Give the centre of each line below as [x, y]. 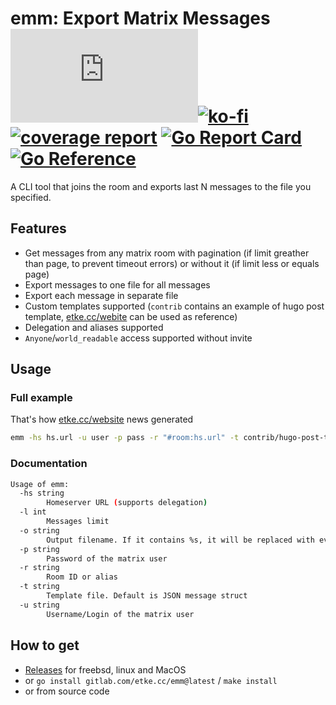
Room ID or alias [82, 577]
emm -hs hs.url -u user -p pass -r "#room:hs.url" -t [125, 438]
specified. [31, 197]
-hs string [42, 493]
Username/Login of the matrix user [120, 614]
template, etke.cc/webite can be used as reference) [131, 316]
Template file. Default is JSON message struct [147, 596]
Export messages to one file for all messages [117, 284]
